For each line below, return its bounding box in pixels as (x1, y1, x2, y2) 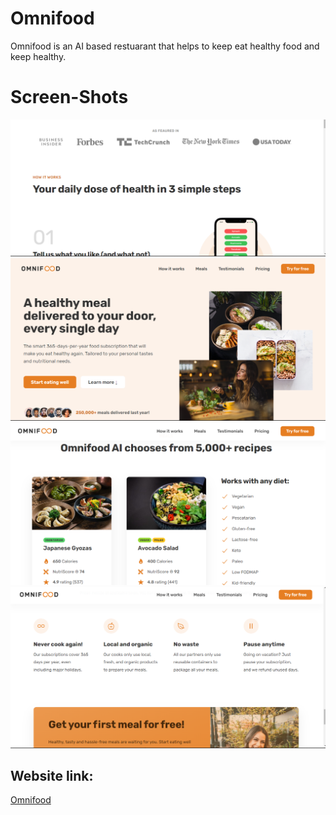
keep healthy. (10, 50, 67, 62)
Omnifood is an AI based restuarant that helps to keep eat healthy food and (10, 40, 320, 52)
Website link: (10, 767, 94, 784)
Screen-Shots (10, 86, 129, 109)
